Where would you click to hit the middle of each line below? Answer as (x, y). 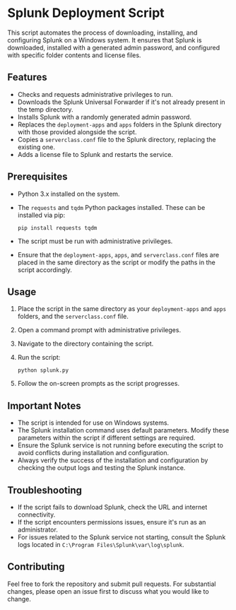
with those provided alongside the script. (77, 131)
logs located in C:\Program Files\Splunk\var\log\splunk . (101, 545)
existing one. (36, 147)
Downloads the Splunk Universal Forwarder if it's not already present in (121, 102)
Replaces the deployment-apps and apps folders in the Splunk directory (119, 124)
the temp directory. (45, 109)
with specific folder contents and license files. (74, 55)
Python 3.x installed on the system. (69, 194)
